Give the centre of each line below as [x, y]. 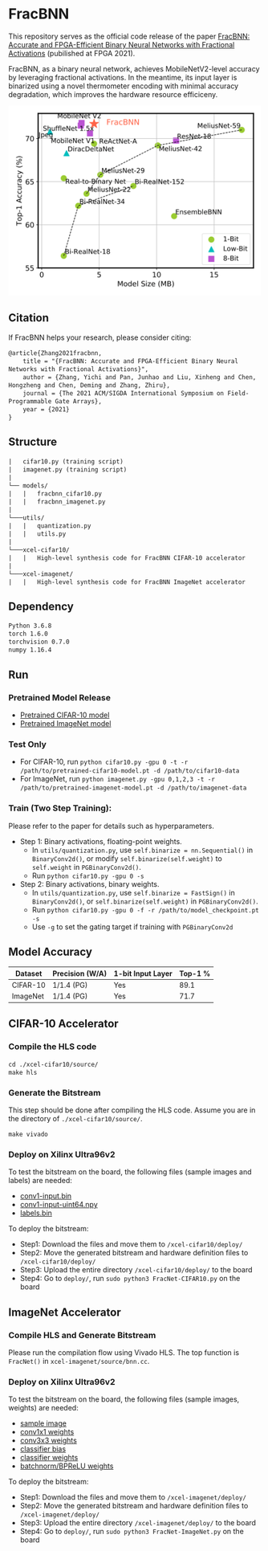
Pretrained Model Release [59, 697]
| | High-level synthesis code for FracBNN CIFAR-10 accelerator [127, 558]
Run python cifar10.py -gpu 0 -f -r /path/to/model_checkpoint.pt [145, 909]
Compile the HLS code [53, 1047]
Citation [29, 318]
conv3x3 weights [49, 1441]
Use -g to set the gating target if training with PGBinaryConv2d [132, 927]
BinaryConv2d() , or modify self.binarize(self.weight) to [127, 858]
